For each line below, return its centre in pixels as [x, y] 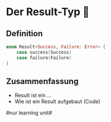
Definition [24, 34]
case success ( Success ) [44, 52]
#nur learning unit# [29, 113]
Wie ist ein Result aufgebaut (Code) [57, 102]
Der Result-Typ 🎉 [48, 12]
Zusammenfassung [42, 81]
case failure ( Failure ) [44, 58]
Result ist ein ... [33, 95]
